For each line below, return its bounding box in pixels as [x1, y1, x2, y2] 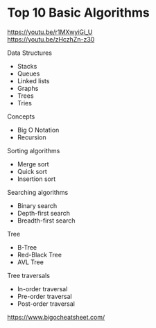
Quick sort [17, 167, 47, 175]
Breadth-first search [17, 216, 76, 225]
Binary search [17, 201, 58, 209]
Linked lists [17, 76, 50, 85]
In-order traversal [17, 284, 68, 293]
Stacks [17, 62, 37, 70]
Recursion [17, 133, 46, 141]
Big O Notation [17, 126, 60, 134]
